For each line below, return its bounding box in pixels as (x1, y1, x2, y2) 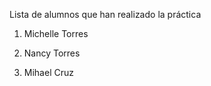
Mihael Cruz (23, 67, 74, 78)
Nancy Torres (23, 47, 81, 59)
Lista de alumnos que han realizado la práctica (9, 9, 202, 20)
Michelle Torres (23, 28, 89, 39)
